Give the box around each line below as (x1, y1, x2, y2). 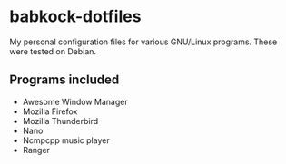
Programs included (9, 72, 120, 88)
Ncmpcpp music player (22, 134, 111, 146)
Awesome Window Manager (22, 96, 129, 107)
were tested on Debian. (9, 45, 97, 56)
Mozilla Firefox (22, 106, 78, 117)
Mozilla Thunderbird (22, 115, 98, 126)
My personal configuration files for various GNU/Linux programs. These (9, 36, 278, 47)
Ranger (22, 144, 50, 155)
